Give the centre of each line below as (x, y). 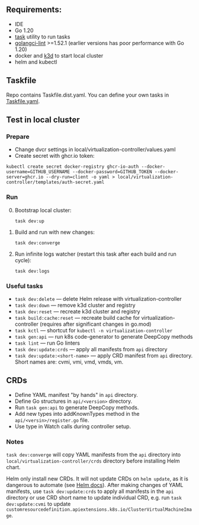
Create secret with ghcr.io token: (54, 156)
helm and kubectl (36, 62)
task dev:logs (32, 271)
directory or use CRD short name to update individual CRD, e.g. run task (94, 498)
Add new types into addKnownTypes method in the (77, 413)
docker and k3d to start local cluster (59, 55)
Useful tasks (25, 286)
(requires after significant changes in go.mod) (95, 324)
